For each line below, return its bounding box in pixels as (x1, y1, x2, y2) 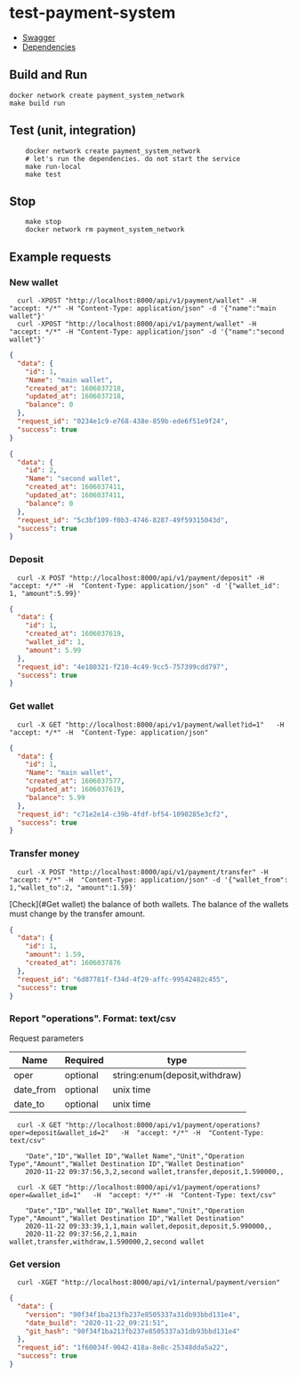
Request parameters (9, 1033, 85, 1043)
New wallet (9, 276, 59, 288)
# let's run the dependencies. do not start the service (25, 154, 241, 163)
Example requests (9, 249, 112, 264)
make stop (25, 217, 62, 227)
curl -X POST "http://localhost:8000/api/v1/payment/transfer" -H (17, 867, 269, 876)
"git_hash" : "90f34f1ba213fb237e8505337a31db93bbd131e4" (25, 1326, 241, 1336)
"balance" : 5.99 (25, 793, 86, 802)
